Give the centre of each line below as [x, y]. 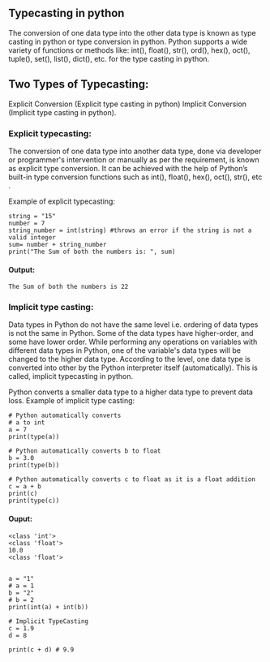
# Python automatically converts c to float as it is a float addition [132, 479]
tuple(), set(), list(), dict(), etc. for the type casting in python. [109, 58]
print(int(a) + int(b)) [49, 607]
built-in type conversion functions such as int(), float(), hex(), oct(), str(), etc [135, 177]
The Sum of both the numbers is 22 [69, 287]
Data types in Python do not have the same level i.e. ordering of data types [133, 325]
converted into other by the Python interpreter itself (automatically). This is [133, 368]
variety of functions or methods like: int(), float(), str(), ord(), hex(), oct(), [129, 50]
